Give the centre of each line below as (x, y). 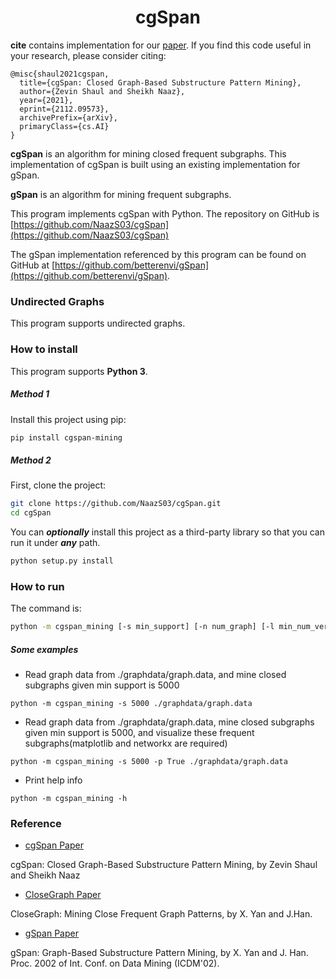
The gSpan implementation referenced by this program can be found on (158, 254)
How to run (37, 586)
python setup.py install (62, 561)
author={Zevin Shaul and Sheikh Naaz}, (102, 91)
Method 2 (31, 460)
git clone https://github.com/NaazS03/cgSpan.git (116, 504)
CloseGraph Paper (63, 895)
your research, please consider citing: (88, 55)
